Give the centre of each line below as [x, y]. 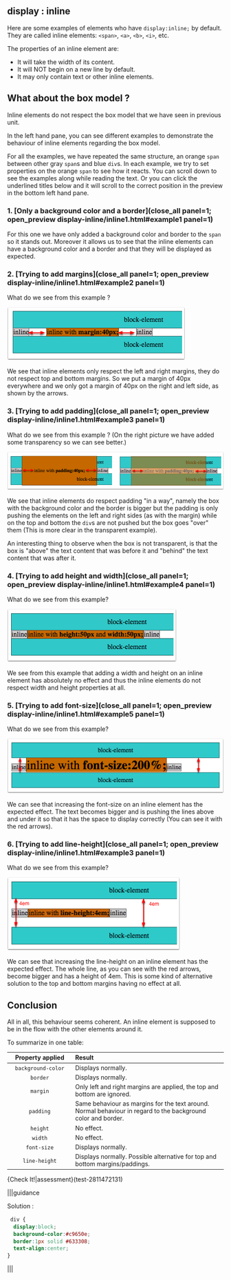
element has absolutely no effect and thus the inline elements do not [104, 681]
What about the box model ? [69, 98]
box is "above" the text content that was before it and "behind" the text [108, 550]
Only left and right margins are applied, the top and [147, 1087]
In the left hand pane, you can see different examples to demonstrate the [110, 135]
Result [85, 1057]
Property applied [40, 1057]
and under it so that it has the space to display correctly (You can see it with [115, 818]
